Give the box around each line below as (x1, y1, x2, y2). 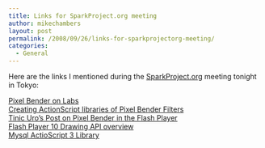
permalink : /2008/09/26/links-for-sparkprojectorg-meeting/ (8, 34, 216, 43)
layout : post (8, 27, 53, 35)
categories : (8, 42, 48, 50)
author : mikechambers (8, 19, 82, 27)
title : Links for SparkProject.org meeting (8, 11, 158, 20)
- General (15, 49, 48, 57)
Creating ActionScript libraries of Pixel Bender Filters (8, 104, 184, 114)
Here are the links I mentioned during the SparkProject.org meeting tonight (8, 72, 257, 81)
